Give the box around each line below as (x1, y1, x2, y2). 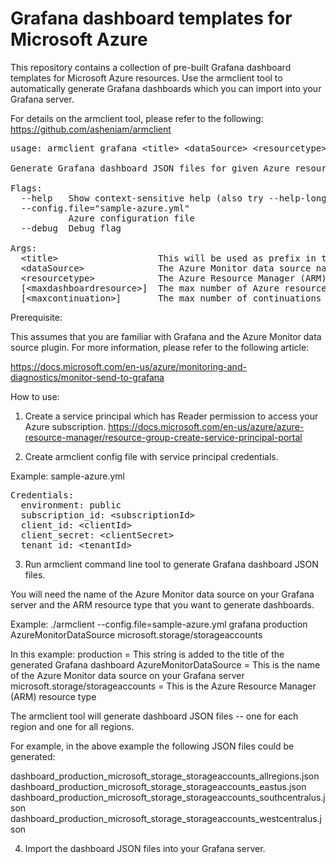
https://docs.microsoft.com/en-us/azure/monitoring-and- (10, 360, 247, 372)
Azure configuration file (68, 212, 196, 224)
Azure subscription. (24, 420, 107, 432)
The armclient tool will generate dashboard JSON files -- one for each (10, 710, 299, 722)
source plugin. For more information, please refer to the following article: (10, 341, 310, 353)
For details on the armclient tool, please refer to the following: (10, 112, 264, 124)
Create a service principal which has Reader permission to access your (24, 410, 319, 422)
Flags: (10, 182, 43, 194)
